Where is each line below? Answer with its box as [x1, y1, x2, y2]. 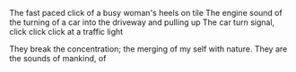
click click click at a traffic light [9, 27, 124, 36]
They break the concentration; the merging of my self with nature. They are [9, 44, 288, 54]
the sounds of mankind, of [9, 53, 107, 63]
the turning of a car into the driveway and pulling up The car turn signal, [9, 17, 275, 28]
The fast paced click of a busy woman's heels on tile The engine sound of [9, 8, 283, 18]
